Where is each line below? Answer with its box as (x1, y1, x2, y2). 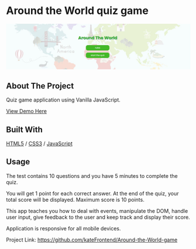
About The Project (6, 80, 74, 91)
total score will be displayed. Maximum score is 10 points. (6, 196, 145, 203)
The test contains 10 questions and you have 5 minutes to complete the (6, 172, 178, 179)
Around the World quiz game (6, 4, 149, 17)
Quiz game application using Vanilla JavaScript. (6, 96, 121, 103)
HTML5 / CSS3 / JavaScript (6, 140, 73, 147)
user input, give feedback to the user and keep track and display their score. (6, 213, 190, 220)
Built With (6, 124, 43, 135)
